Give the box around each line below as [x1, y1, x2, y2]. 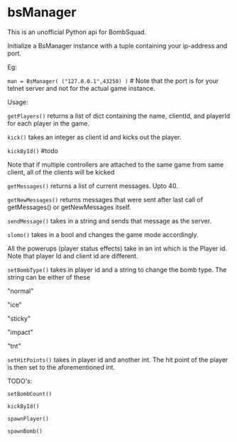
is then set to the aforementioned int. [7, 363, 116, 371]
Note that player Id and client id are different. [7, 251, 138, 260]
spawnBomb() [7, 427, 43, 435]
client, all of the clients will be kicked [7, 167, 115, 176]
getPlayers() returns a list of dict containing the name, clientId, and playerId [7, 111, 231, 120]
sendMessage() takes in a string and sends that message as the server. [7, 216, 212, 225]
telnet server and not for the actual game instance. [7, 84, 155, 92]
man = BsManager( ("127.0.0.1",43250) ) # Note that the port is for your [7, 76, 219, 85]
